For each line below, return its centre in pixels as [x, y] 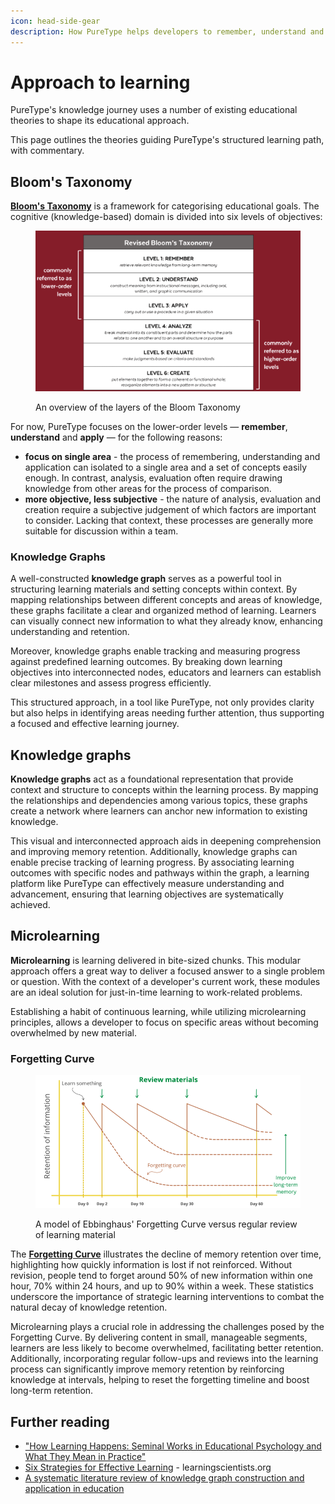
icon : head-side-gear [55, 21]
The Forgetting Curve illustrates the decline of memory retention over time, [166, 1254]
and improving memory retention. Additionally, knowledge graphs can [154, 851]
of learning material [75, 1235]
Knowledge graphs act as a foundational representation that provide [152, 779]
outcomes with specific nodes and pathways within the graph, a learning [160, 873]
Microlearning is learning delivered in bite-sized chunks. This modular [155, 960]
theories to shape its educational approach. [100, 121]
